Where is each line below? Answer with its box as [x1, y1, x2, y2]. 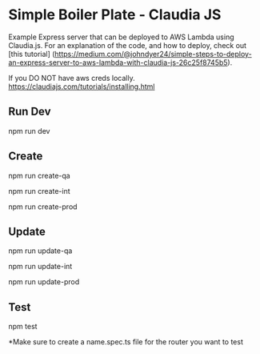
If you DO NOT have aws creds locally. [8, 73, 135, 82]
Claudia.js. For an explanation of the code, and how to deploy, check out [8, 40, 246, 50]
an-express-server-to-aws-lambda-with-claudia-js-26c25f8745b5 [8, 58, 228, 67]
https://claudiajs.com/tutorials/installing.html [8, 82, 155, 91]
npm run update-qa [8, 246, 73, 255]
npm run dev [8, 126, 50, 135]
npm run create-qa [8, 171, 70, 180]
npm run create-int [8, 186, 70, 195]
